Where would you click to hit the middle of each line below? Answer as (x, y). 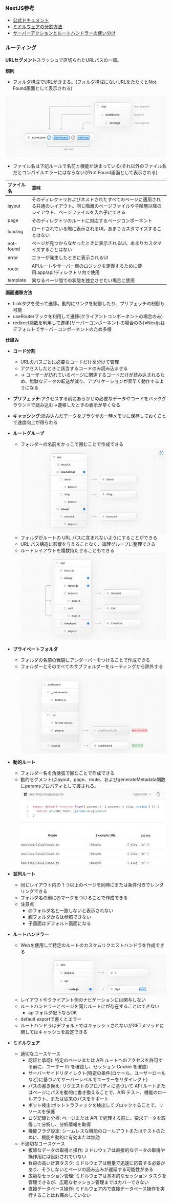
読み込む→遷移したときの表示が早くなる (78, 405)
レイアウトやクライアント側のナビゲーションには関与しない (83, 1000)
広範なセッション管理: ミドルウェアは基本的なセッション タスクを (97, 1176)
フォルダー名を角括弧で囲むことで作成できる (67, 773)
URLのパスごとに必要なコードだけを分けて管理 (70, 362)
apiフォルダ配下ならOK (52, 1013)
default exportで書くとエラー (51, 1019)
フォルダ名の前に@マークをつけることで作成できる (74, 898)
